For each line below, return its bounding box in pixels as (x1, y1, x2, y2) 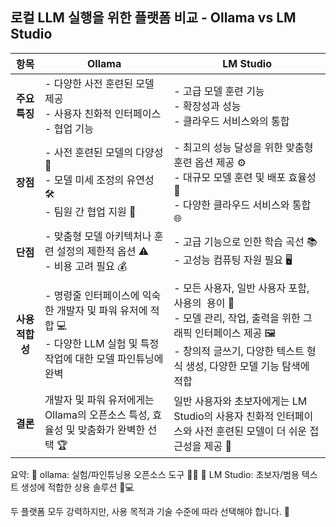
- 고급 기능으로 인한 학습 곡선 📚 (173, 235, 318, 249)
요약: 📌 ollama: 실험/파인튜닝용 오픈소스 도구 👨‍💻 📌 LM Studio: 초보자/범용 (10, 468, 300, 480)
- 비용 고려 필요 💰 (44, 259, 128, 273)
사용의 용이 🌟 (173, 296, 235, 310)
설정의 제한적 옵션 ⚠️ (56, 244, 150, 258)
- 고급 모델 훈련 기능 (173, 84, 265, 98)
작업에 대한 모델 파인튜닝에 (44, 351, 164, 365)
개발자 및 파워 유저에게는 (44, 393, 155, 407)
